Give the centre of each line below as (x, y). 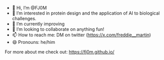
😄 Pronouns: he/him (33, 42)
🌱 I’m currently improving (38, 24)
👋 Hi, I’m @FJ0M (29, 8)
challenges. (24, 18)
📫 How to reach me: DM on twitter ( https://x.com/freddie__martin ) (81, 35)
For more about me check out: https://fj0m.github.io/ (60, 52)
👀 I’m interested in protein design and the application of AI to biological (86, 13)
